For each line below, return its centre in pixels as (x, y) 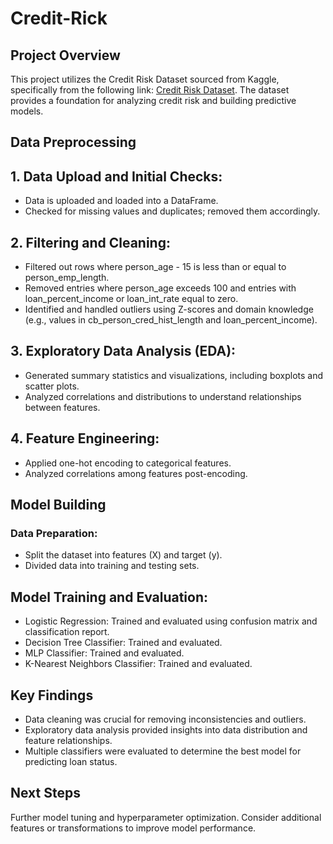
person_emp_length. (67, 278)
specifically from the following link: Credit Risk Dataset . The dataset (150, 90)
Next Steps (45, 793)
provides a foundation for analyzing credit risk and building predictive (153, 100)
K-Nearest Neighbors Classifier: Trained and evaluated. (138, 664)
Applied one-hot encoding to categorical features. (128, 463)
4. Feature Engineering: (85, 438)
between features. (62, 407)
